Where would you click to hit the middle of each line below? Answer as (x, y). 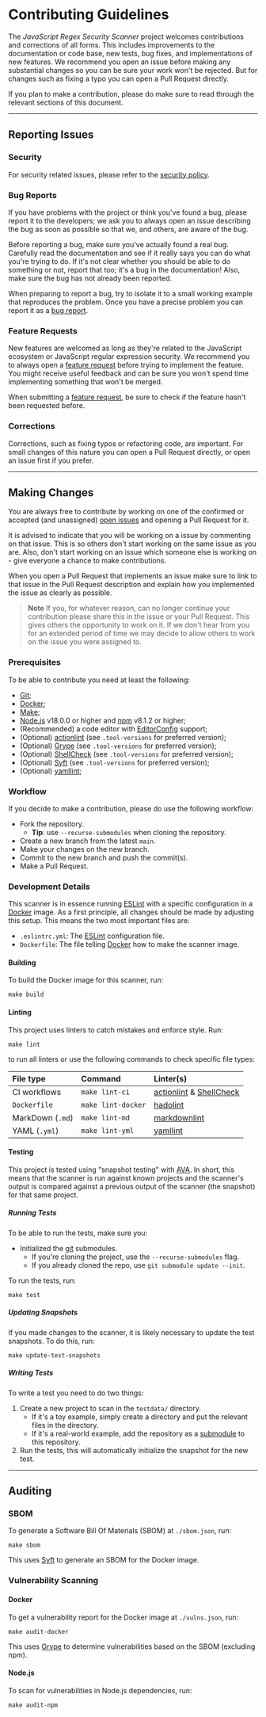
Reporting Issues (51, 135)
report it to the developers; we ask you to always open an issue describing (129, 220)
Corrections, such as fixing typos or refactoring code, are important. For (126, 443)
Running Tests (32, 1213)
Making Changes (51, 492)
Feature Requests (43, 330)
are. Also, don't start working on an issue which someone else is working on (133, 552)
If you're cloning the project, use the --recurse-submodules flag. (135, 1257)
